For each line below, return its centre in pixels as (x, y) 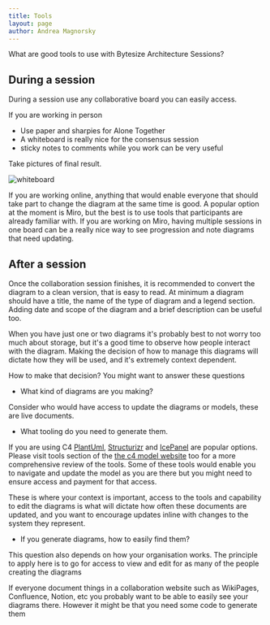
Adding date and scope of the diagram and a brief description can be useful (135, 309)
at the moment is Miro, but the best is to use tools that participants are (126, 213)
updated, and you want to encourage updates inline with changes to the (129, 514)
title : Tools (30, 16)
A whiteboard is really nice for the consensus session (109, 140)
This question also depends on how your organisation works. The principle (133, 555)
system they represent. (47, 523)
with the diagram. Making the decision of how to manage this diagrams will (133, 351)
